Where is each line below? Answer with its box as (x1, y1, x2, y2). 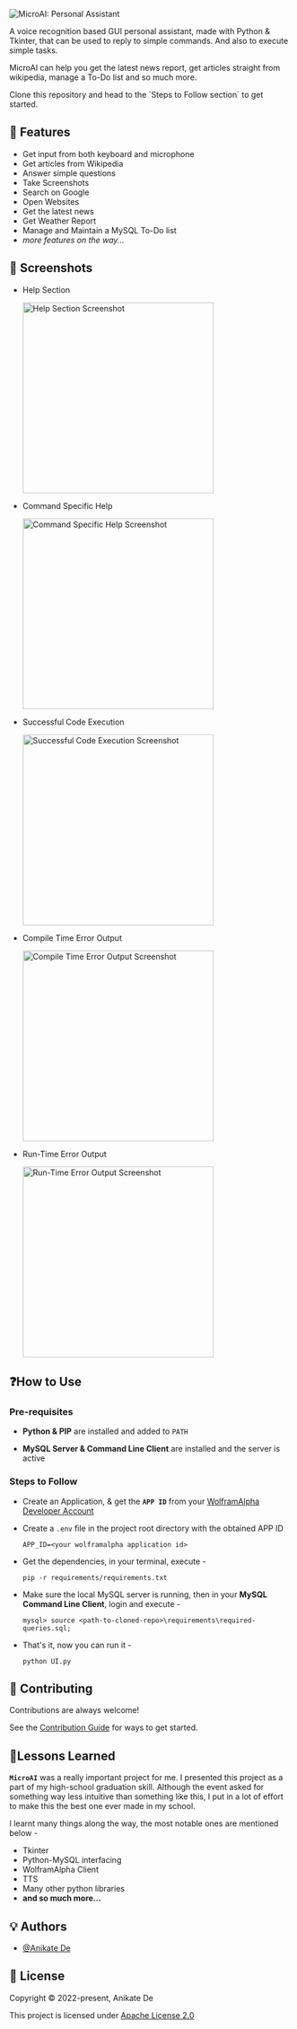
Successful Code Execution (22, 716, 125, 727)
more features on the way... (22, 234, 125, 245)
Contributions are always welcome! (9, 1705, 140, 1716)
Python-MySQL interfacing (22, 1855, 122, 1866)
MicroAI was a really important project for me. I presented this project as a (9, 1772, 284, 1783)
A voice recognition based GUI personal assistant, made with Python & (9, 26, 271, 36)
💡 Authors (9, 1919, 67, 1934)
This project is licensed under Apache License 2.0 (9, 2009, 195, 2020)
